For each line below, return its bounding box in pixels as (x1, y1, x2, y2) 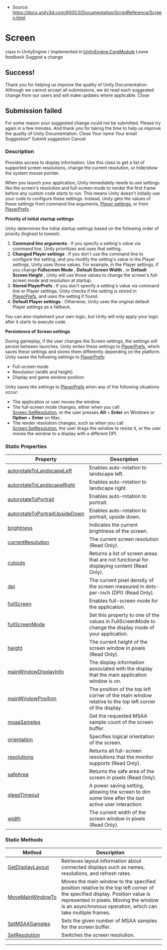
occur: (5, 389, 18, 395)
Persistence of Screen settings (5, 328, 71, 334)
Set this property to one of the (89, 612, 160, 619)
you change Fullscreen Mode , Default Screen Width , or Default (12, 266, 147, 273)
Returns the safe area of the (89, 768, 155, 775)
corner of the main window (89, 692, 152, 699)
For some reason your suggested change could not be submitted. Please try (5, 119, 161, 126)
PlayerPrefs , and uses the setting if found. (12, 293, 98, 299)
